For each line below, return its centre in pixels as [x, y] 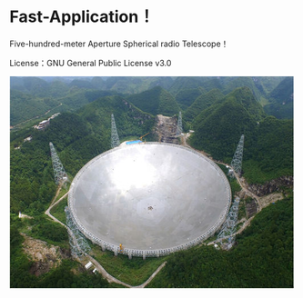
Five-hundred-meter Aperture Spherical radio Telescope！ [119, 44]
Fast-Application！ [82, 17]
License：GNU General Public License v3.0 [91, 63]
